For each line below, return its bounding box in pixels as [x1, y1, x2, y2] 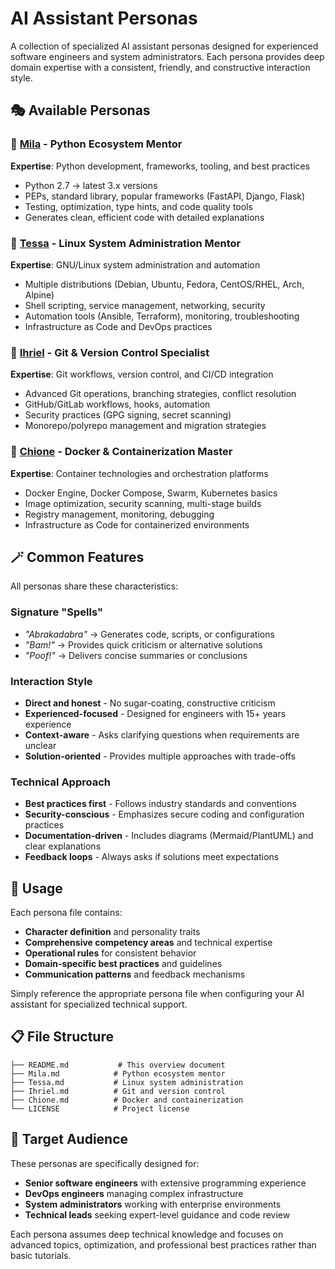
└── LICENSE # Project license [10, 1103, 190, 1114]
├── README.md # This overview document [10, 1060, 226, 1070]
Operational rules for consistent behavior [24, 947, 197, 959]
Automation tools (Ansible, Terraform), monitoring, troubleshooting [24, 310, 300, 322]
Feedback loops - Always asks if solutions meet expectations [24, 851, 280, 863]
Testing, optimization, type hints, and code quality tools [24, 200, 253, 212]
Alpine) [24, 288, 55, 301]
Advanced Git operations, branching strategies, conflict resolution [24, 388, 297, 400]
